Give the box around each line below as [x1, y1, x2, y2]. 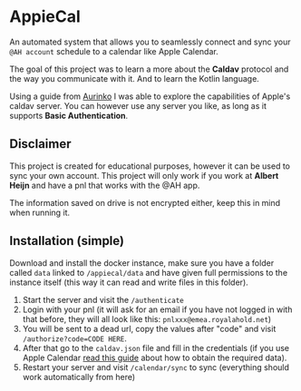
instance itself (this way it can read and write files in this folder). [9, 277, 249, 288]
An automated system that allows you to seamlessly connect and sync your [9, 36, 291, 47]
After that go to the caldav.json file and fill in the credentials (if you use [22, 342, 290, 353]
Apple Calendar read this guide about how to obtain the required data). [22, 352, 287, 363]
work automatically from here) [22, 371, 136, 382]
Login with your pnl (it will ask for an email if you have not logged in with [22, 304, 293, 315]
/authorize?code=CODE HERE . [22, 333, 127, 344]
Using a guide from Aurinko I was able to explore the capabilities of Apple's [9, 91, 291, 102]
